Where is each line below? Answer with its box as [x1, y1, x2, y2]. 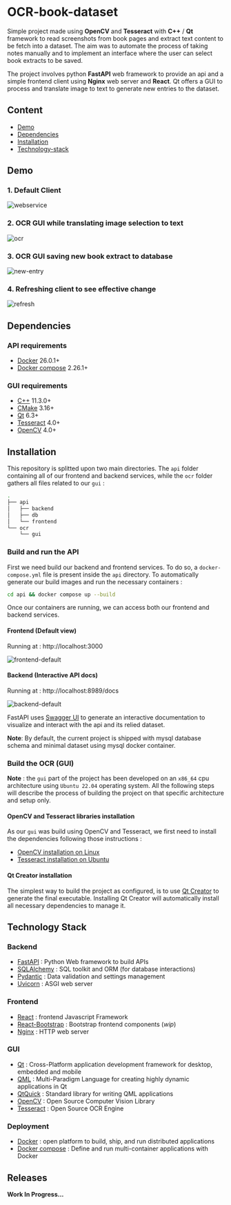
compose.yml [7, 571, 41, 579]
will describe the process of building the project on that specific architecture [7, 789, 225, 798]
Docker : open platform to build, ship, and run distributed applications [17, 1137, 215, 1146]
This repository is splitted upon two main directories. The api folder [7, 464, 199, 473]
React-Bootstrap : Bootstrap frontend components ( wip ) [17, 1020, 177, 1028]
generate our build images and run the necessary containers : [7, 577, 183, 586]
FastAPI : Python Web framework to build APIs [17, 958, 149, 966]
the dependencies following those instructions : [7, 835, 143, 843]
